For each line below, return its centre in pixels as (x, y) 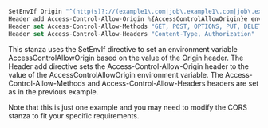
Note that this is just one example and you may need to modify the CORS (128, 107)
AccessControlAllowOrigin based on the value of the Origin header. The (126, 58)
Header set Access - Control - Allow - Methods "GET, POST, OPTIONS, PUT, (124, 26)
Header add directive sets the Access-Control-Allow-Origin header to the (129, 66)
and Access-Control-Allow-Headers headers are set (173, 83)
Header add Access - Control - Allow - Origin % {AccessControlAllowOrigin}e (128, 19)
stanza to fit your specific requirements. (74, 115)
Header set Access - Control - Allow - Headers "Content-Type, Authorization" (132, 34)
